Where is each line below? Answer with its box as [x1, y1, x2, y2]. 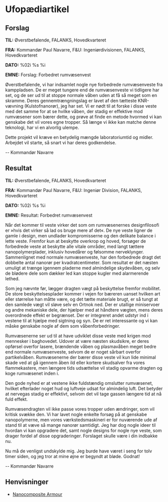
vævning [5, 103, 24, 109]
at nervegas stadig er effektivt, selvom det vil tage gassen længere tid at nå [5, 390, 162, 397]
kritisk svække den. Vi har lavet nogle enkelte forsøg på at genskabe [5, 411, 147, 417]
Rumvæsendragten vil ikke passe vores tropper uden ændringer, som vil [5, 406, 155, 412]
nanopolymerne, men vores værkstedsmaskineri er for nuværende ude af [5, 417, 157, 423]
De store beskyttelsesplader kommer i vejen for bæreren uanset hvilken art [5, 290, 160, 296]
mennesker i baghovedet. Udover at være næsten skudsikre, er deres [5, 338, 149, 344]
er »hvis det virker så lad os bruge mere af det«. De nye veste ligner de [5, 227, 152, 233]
